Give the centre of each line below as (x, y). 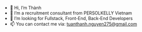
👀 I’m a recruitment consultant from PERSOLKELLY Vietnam (71, 13)
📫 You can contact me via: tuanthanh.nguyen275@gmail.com (73, 24)
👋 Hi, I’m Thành (25, 8)
